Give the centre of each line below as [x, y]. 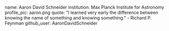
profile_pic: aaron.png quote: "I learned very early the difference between [82, 12]
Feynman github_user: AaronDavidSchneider [51, 23]
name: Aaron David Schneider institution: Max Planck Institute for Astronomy [85, 7]
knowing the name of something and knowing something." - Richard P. [78, 18]
